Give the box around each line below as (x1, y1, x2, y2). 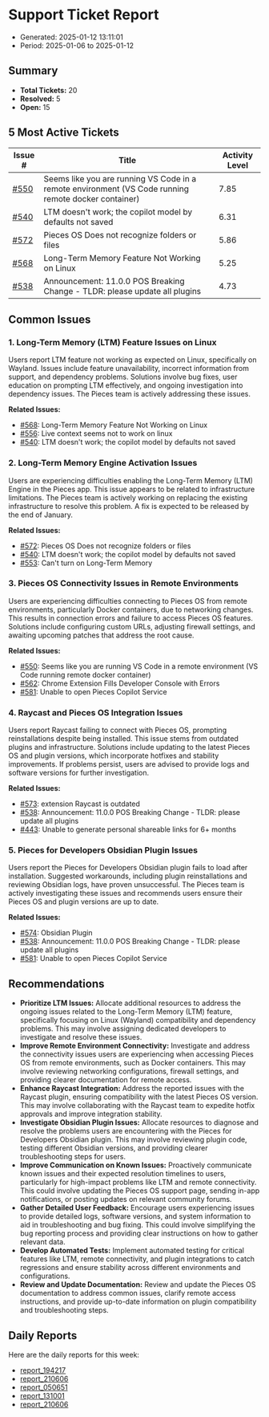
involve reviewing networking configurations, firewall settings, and (19, 1066, 239, 1077)
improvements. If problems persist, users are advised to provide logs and (8, 759, 250, 769)
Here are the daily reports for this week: (8, 1350, 140, 1360)
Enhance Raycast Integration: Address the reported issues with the (19, 1084, 244, 1093)
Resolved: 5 (19, 94, 61, 104)
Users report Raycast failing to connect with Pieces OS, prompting (8, 725, 227, 735)
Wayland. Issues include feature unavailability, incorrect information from (8, 364, 250, 373)
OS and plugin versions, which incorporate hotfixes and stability (8, 751, 219, 760)
